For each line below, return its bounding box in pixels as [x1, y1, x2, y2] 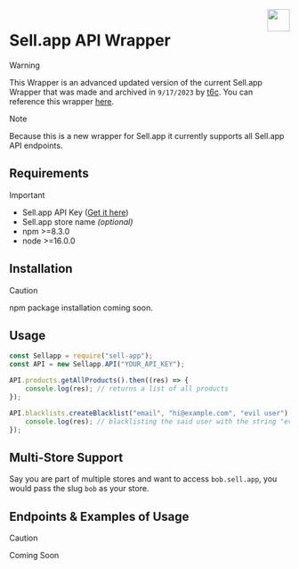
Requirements [9, 166, 89, 181]
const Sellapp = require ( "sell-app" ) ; [9, 351, 153, 360]
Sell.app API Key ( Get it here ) [21, 207, 129, 218]
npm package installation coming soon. [9, 302, 153, 313]
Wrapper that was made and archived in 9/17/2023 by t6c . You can [9, 87, 254, 97]
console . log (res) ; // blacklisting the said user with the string [25, 416, 277, 426]
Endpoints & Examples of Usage [9, 508, 190, 524]
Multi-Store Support [9, 449, 124, 465]
